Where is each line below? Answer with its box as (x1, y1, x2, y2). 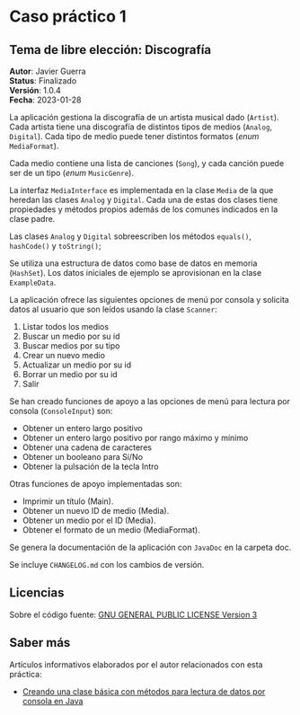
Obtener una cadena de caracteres (22, 442, 153, 453)
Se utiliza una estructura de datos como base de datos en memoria (9, 258, 258, 269)
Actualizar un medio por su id (22, 359, 132, 370)
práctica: (9, 668, 42, 679)
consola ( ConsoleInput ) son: (9, 406, 113, 416)
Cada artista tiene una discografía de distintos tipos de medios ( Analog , (9, 121, 272, 132)
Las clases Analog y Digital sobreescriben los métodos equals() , (9, 231, 251, 242)
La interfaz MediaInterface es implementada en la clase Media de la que (9, 185, 274, 195)
